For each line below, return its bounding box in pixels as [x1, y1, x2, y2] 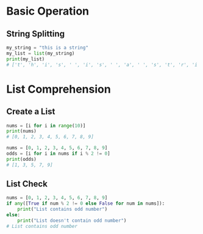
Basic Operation [6, 4, 90, 18]
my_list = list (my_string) [6, 50, 75, 56]
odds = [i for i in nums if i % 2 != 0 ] [6, 151, 111, 157]
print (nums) [6, 128, 37, 135]
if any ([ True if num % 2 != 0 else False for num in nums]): [6, 200, 165, 207]
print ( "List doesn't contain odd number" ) [17, 218, 127, 224]
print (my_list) [6, 56, 45, 62]
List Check [6, 179, 48, 190]
